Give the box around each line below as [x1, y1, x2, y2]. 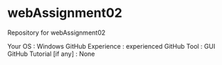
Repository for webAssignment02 [7, 28, 106, 37]
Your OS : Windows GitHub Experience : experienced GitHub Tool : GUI [7, 42, 216, 50]
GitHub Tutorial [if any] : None [7, 49, 95, 58]
